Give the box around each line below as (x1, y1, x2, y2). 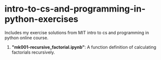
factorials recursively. (11, 49, 55, 55)
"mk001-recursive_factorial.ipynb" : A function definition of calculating (11, 44, 157, 50)
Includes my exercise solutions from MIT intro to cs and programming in (4, 30, 149, 35)
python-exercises (4, 14, 79, 25)
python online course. (4, 35, 49, 41)
